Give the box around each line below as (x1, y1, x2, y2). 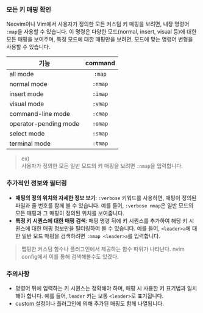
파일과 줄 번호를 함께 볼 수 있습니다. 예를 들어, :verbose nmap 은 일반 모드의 (15, 201, 194, 209)
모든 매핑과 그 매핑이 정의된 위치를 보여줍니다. (15, 209, 125, 217)
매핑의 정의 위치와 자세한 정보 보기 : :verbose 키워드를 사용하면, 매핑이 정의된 (15, 194, 197, 201)
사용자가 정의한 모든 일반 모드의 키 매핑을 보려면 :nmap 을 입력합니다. (21, 162, 183, 170)
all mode (9, 70, 34, 79)
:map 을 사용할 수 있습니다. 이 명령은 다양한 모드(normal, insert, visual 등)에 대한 (6, 28, 197, 35)
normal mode (9, 80, 48, 88)
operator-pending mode (9, 120, 80, 128)
